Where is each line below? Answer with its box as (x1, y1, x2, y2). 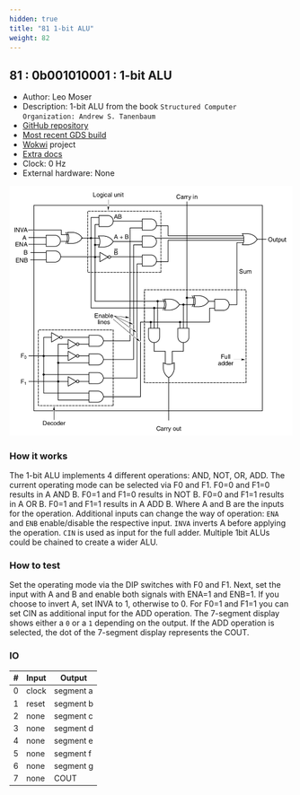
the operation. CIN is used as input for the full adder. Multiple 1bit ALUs (9, 528, 270, 538)
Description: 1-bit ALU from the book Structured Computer (22, 101, 237, 112)
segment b (53, 698, 94, 709)
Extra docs (22, 149, 63, 160)
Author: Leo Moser (22, 92, 93, 102)
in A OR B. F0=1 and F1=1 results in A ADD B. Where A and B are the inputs (9, 499, 285, 510)
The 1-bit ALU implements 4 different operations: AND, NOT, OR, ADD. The (9, 470, 286, 481)
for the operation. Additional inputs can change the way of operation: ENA (9, 508, 279, 520)
